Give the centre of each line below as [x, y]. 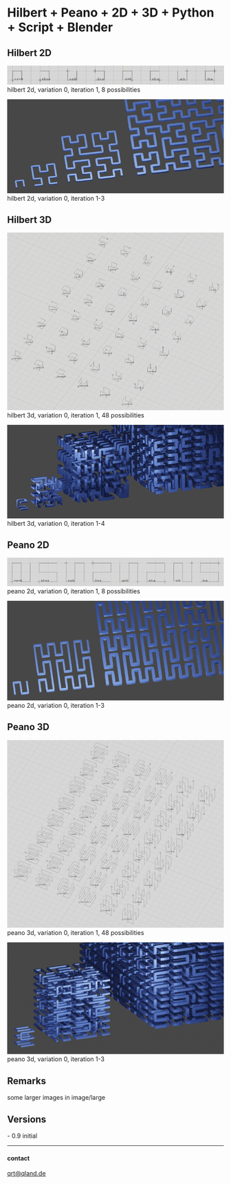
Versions [27, 1119]
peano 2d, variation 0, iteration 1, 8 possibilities [74, 591]
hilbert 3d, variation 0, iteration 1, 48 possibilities [76, 415]
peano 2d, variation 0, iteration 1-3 [56, 706]
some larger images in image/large [56, 1098]
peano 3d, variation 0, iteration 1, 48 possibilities [76, 933]
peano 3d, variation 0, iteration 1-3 [56, 1059]
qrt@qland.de [26, 1174]
